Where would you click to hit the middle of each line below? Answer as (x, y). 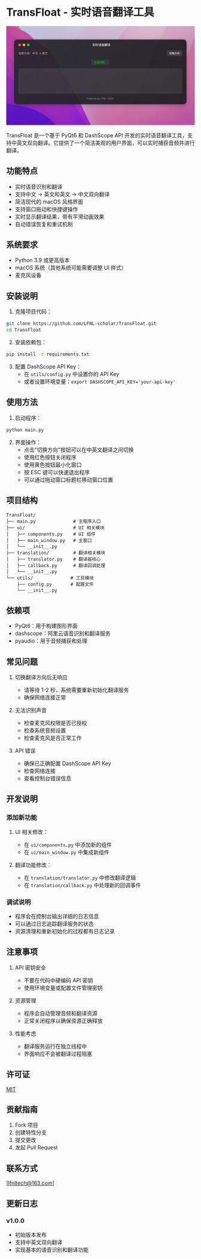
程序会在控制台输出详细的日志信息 (57, 916)
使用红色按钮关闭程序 (50, 457)
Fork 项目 (27, 1125)
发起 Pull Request (36, 1147)
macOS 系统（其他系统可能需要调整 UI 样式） (71, 268)
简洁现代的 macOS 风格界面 (49, 201)
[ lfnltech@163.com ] (31, 1183)
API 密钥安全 (31, 967)
